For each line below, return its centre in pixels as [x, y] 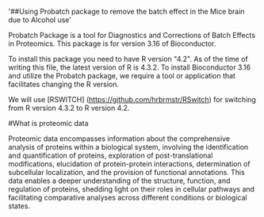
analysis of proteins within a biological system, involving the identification [128, 147]
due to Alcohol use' [40, 20]
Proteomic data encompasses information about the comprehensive [119, 139]
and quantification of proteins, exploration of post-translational [111, 155]
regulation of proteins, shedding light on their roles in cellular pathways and [132, 189]
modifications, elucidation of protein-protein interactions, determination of [130, 164]
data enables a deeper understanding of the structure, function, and [119, 181]
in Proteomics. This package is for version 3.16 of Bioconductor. [112, 44]
